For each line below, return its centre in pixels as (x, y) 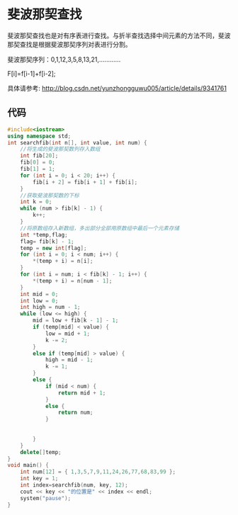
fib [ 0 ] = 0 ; (38, 163)
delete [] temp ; (41, 452)
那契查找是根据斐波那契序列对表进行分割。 (69, 44)
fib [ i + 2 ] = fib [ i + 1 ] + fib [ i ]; (85, 182)
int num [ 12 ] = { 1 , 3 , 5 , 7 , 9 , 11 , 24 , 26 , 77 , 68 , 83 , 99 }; (98, 472)
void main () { (28, 465)
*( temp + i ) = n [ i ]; (63, 261)
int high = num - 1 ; (50, 307)
